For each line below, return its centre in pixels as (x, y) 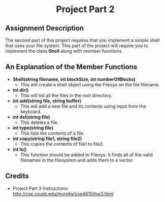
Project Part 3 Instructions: (41, 188)
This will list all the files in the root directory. (66, 95)
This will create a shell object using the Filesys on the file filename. (90, 84)
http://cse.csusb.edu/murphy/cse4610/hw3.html (63, 193)
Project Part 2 (85, 9)
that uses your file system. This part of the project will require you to (77, 46)
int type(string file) (33, 127)
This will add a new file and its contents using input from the (83, 106)
